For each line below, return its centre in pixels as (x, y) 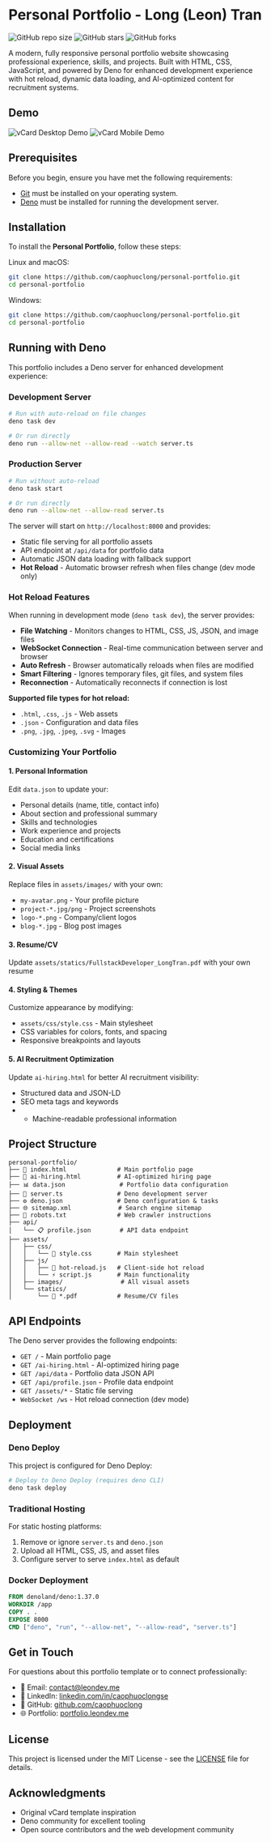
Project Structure (53, 1144)
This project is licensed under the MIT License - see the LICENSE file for (129, 1759)
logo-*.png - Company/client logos (78, 917)
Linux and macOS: (39, 262)
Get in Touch (41, 1652)
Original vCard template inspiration (78, 1812)
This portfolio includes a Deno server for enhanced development (116, 367)
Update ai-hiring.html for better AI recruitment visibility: (104, 1077)
